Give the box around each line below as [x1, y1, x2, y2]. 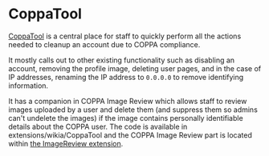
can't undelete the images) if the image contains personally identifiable [8, 113, 243, 122]
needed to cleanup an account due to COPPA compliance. [8, 39, 201, 49]
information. [8, 81, 49, 90]
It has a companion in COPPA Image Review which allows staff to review [8, 96, 247, 106]
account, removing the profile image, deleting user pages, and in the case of [8, 63, 262, 73]
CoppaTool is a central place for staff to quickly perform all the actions [8, 31, 242, 41]
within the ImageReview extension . [8, 138, 124, 148]
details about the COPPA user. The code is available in [8, 122, 188, 131]
